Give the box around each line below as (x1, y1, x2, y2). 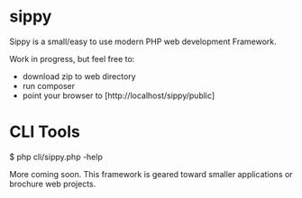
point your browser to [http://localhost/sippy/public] (22, 90, 215, 101)
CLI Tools (9, 121, 81, 142)
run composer (22, 80, 75, 91)
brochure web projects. (9, 178, 96, 189)
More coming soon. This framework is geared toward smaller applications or (9, 168, 293, 179)
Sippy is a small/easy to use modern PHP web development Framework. (9, 36, 277, 47)
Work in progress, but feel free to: (9, 53, 135, 64)
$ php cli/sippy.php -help (9, 151, 104, 162)
